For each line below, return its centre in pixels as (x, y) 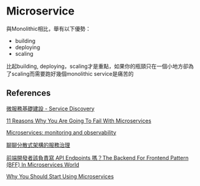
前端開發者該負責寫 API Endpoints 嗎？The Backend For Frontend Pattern (98, 158)
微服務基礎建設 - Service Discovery (51, 108)
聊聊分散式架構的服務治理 (38, 145)
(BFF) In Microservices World (43, 164)
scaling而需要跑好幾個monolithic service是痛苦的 (72, 73)
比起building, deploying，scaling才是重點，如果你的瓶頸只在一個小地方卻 (98, 66)
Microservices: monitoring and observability (61, 132)
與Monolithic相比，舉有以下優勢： (48, 28)
